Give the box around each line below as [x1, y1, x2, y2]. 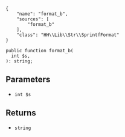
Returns [5, 108, 37, 118]
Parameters [5, 75, 51, 85]
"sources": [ [16, 16, 50, 22]
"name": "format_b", [16, 11, 68, 17]
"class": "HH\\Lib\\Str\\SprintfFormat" [16, 32, 120, 38]
